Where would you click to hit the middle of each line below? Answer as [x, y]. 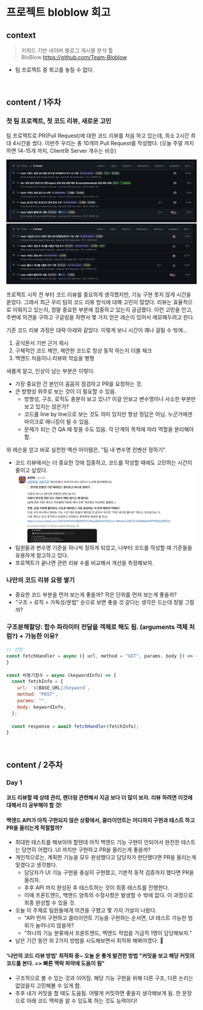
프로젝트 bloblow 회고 [59, 12]
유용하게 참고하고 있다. [42, 555]
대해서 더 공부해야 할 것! [34, 805]
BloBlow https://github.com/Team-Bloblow [74, 57]
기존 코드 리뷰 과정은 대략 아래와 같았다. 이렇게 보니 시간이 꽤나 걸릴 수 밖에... [97, 330]
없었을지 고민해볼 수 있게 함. [48, 985]
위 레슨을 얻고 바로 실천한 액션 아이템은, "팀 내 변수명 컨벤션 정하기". [86, 450]
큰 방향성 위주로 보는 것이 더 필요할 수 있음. [66, 392]
